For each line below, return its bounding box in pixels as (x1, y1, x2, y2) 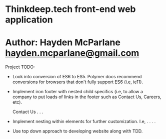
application (5, 14, 53, 25)
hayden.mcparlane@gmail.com (5, 47, 139, 59)
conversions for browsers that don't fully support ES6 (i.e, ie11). (12, 79, 143, 85)
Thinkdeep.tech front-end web (5, 3, 136, 15)
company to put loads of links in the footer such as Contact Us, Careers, (12, 94, 161, 100)
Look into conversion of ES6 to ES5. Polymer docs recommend (12, 74, 142, 80)
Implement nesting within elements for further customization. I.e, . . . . (12, 119, 156, 125)
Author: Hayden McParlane (5, 37, 121, 48)
